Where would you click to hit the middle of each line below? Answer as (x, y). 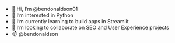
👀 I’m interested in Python (43, 15)
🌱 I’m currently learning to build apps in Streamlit (70, 21)
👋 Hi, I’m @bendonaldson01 (45, 9)
